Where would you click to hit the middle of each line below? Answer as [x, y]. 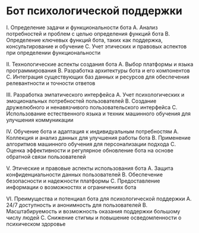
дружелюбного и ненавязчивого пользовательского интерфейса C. [92, 107]
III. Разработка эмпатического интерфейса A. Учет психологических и [95, 95]
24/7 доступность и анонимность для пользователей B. [77, 205]
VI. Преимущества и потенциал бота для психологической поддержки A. [99, 199]
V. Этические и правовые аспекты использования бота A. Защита [90, 168]
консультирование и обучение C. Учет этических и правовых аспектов [97, 46]
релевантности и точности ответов [51, 83]
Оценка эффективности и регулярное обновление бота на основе [90, 150]
